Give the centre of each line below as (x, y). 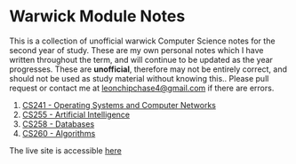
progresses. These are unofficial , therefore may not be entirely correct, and (148, 69)
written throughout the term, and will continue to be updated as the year (141, 59)
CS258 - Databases (58, 124)
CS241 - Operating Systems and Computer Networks (119, 105)
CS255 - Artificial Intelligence (76, 114)
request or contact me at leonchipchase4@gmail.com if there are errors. (142, 88)
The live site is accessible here (65, 150)
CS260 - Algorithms (59, 133)
